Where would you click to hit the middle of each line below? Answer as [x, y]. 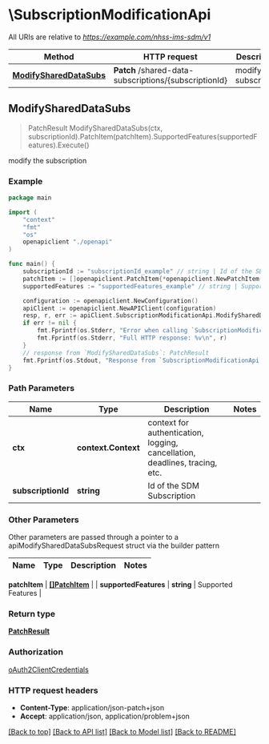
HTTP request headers [53, 690]
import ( [23, 212]
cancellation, [172, 452]
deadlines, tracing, [183, 462]
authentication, [176, 432]
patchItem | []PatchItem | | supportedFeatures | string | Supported [121, 585]
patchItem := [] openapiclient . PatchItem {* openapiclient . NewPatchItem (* [145, 279]
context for [169, 422]
